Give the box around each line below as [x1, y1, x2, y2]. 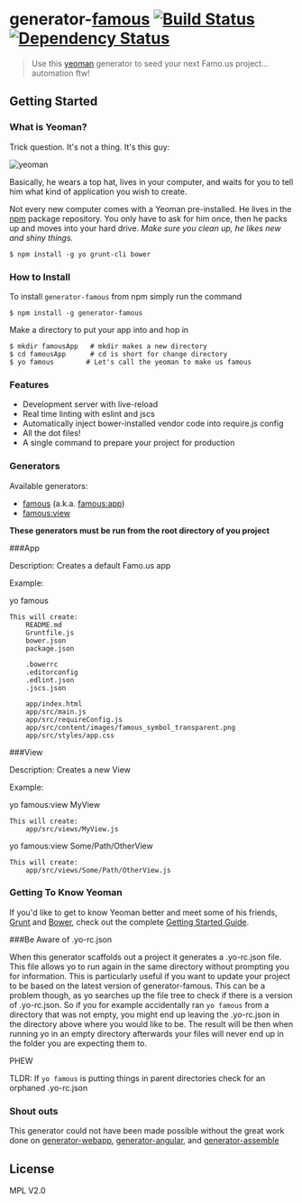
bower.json [25, 636, 67, 645]
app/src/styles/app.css [25, 731, 115, 740]
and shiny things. [9, 232, 74, 243]
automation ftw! [31, 68, 90, 79]
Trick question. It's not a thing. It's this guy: [9, 141, 170, 153]
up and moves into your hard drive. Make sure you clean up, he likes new [9, 222, 281, 234]
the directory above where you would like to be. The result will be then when [9, 1018, 294, 1029]
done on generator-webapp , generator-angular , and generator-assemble [9, 1135, 279, 1146]
